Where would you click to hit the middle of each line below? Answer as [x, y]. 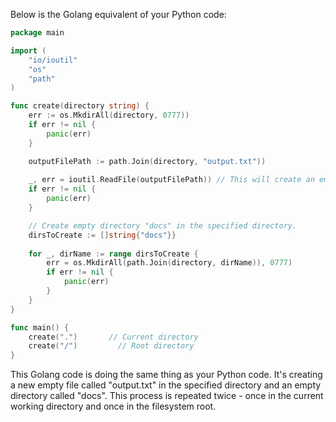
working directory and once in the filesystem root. [113, 406]
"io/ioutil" [53, 60]
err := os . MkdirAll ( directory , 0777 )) [109, 115]
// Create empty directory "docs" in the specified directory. [163, 225]
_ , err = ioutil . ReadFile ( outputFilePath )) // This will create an [171, 180]
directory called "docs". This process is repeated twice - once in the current [167, 396]
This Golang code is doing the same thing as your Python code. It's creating [166, 375]
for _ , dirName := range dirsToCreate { [113, 254]
